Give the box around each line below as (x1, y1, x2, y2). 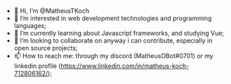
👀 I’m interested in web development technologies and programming (13, 14, 212, 22)
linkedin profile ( (13, 62, 61, 70)
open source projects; (13, 44, 78, 52)
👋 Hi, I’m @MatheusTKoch (13, 7, 90, 15)
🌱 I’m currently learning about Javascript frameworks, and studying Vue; (13, 29, 225, 37)
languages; (13, 22, 47, 29)
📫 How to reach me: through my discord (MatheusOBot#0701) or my (13, 52, 214, 59)
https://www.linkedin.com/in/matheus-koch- (60, 62, 190, 70)
